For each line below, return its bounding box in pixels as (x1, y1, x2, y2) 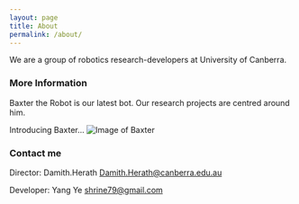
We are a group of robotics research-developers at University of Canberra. (9, 55, 287, 66)
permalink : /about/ (9, 30, 83, 39)
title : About (9, 22, 59, 31)
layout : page (9, 13, 59, 22)
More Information (9, 77, 87, 90)
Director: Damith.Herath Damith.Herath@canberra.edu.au (9, 167, 222, 178)
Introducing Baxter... (9, 124, 86, 135)
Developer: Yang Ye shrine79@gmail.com (9, 184, 164, 195)
